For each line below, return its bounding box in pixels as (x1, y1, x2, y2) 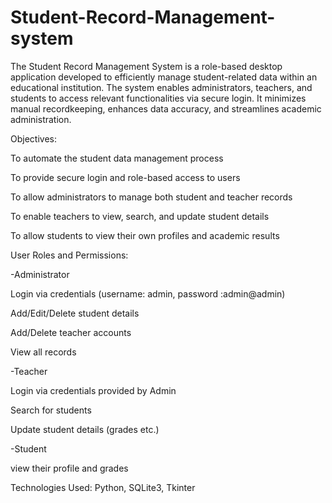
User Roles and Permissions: (10, 249, 129, 261)
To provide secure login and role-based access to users (10, 171, 241, 183)
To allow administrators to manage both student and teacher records (10, 191, 293, 203)
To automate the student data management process (10, 152, 224, 164)
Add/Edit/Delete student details (10, 307, 140, 319)
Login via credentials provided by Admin (10, 384, 177, 396)
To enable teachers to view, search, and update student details (10, 210, 270, 222)
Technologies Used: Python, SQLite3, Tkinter (10, 481, 196, 493)
